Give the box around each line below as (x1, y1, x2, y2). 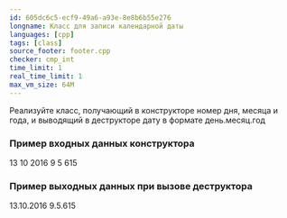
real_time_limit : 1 (9, 72, 83, 81)
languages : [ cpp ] (9, 30, 75, 39)
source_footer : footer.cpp (9, 47, 111, 56)
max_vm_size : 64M (9, 80, 75, 89)
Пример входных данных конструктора (9, 137, 196, 150)
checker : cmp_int (9, 55, 75, 64)
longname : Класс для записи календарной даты (9, 22, 183, 31)
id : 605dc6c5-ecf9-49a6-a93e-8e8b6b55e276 (9, 13, 171, 23)
